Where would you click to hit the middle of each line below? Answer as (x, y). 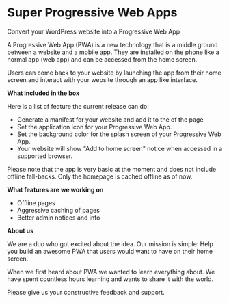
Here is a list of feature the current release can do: (78, 106)
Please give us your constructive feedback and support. (86, 292)
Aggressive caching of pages (58, 210)
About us (21, 230)
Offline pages (36, 202)
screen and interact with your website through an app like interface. (103, 79)
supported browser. (45, 156)
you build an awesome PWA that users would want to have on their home (110, 251)
